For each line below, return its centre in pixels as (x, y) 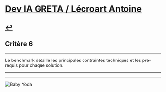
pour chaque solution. (41, 65)
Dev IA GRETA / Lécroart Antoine (74, 9)
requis (12, 65)
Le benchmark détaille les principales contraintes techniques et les (73, 61)
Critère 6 (19, 44)
